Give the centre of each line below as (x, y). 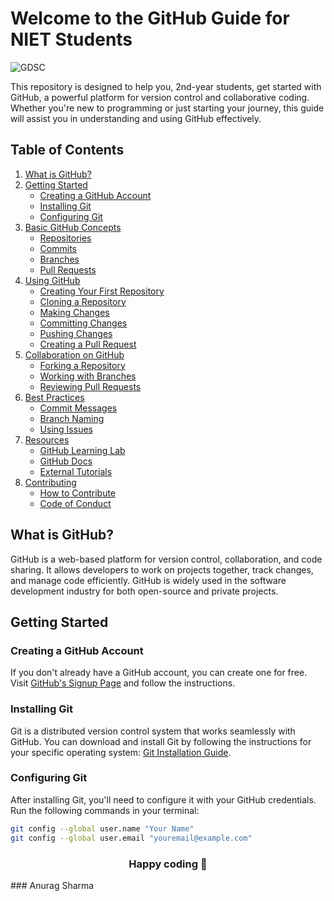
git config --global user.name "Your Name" (102, 828)
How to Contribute (78, 493)
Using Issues (66, 429)
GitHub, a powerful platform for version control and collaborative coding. (160, 97)
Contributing (50, 482)
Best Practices (54, 397)
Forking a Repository (82, 365)
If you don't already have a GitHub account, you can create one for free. (159, 673)
